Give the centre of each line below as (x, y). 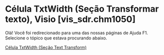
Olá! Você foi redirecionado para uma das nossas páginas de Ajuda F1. (77, 33)
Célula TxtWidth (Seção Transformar (82, 9)
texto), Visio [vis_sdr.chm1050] (70, 19)
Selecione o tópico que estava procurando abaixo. (56, 38)
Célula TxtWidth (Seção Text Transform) (46, 47)
